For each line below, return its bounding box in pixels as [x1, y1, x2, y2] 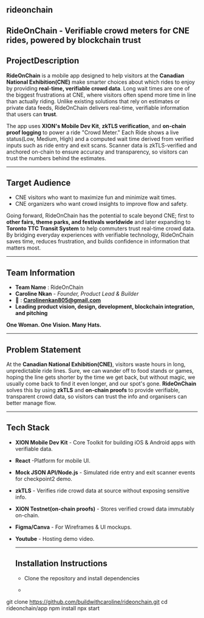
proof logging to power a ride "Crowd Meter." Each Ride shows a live [6, 129, 179, 136]
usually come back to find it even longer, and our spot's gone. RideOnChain [6, 380, 197, 387]
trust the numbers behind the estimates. [6, 154, 106, 161]
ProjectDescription [6, 56, 80, 66]
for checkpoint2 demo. [15, 475, 73, 482]
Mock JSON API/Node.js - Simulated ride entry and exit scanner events [15, 469, 195, 476]
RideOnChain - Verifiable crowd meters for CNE [6, 25, 190, 36]
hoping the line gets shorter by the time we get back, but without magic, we [6, 373, 195, 381]
